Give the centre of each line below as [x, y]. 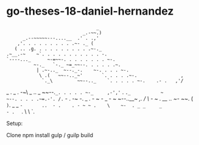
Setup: [15, 123]
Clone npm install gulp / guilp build [50, 135]
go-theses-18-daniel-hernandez [90, 11]
